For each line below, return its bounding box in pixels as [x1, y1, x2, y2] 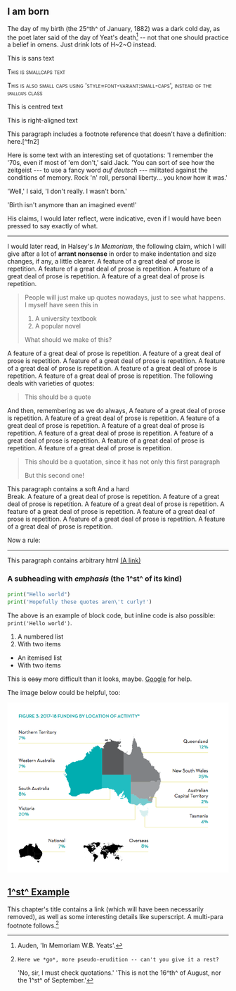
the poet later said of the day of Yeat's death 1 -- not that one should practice [7, 32, 229, 42]
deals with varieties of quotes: [7, 379, 95, 388]
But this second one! [24, 472, 84, 480]
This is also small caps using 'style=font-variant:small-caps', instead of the [7, 81, 212, 90]
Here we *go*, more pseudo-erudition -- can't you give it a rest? [17, 956, 219, 964]
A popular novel [34, 322, 81, 331]
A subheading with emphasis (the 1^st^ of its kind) [7, 574, 183, 584]
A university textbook [34, 314, 97, 323]
